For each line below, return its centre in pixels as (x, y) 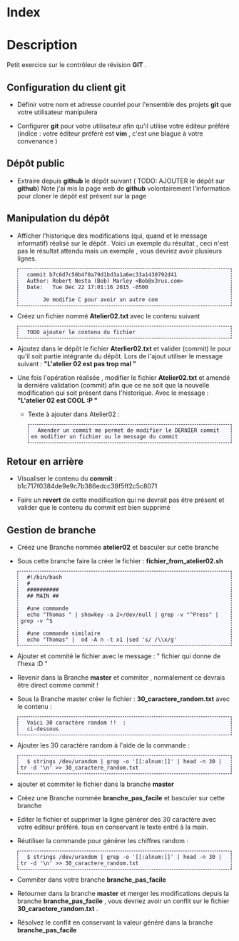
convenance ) (37, 141)
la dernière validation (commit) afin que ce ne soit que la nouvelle (113, 385)
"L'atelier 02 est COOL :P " (57, 400)
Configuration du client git (66, 87)
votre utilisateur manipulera (57, 112)
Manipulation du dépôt (58, 218)
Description (42, 45)
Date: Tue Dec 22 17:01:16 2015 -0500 (88, 287)
